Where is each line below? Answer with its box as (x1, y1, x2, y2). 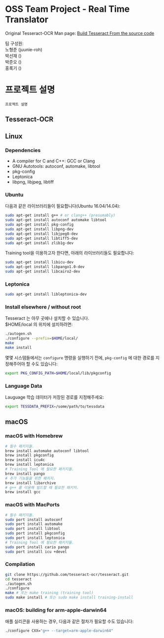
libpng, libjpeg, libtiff (12, 179, 54, 185)
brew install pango (5, 471, 45, 476)
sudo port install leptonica (5, 535, 65, 540)
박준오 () (5, 59, 22, 65)
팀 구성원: (5, 40, 24, 46)
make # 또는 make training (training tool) (5, 591, 94, 596)
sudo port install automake (5, 522, 63, 526)
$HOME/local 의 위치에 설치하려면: (5, 322, 73, 328)
